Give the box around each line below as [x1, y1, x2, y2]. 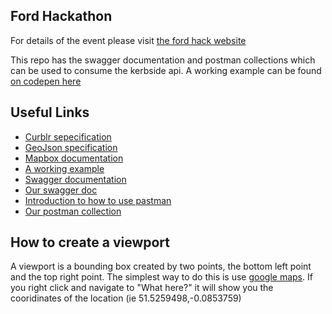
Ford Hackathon [10, 8, 113, 25]
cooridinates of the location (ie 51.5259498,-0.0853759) [10, 292, 242, 304]
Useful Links [10, 104, 90, 121]
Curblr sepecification [24, 130, 112, 143]
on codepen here [10, 75, 82, 87]
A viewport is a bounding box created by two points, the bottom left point [10, 260, 312, 273]
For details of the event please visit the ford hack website [10, 34, 247, 46]
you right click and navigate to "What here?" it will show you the [10, 282, 274, 294]
